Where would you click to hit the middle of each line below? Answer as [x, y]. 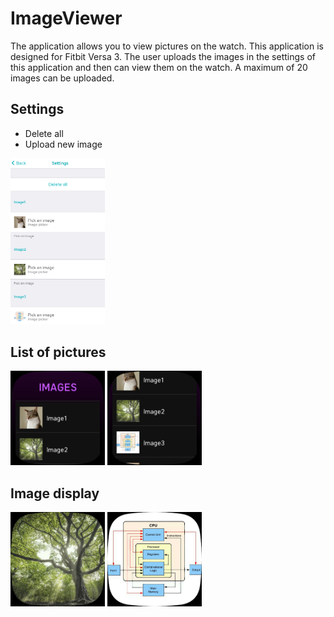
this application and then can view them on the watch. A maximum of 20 [159, 67]
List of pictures [58, 352]
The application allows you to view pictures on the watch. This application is [167, 46]
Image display [55, 493]
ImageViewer [66, 18]
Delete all [44, 133]
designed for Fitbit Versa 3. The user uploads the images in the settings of [163, 56]
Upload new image [63, 144]
